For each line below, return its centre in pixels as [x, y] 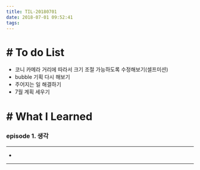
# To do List [35, 52]
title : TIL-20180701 [32, 12]
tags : [13, 23]
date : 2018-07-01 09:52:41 [40, 17]
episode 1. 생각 [27, 136]
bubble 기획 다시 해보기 [42, 77]
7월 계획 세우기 [32, 92]
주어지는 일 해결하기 [38, 85]
